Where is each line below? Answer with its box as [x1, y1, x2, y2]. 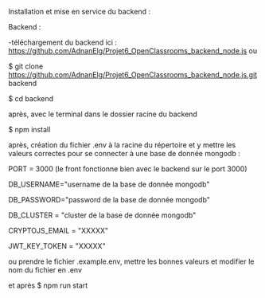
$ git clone [8, 61, 44, 71]
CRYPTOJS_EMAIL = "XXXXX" [8, 226, 109, 235]
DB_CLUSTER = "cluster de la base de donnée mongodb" [8, 210, 197, 220]
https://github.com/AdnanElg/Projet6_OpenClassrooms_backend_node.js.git [8, 70, 257, 79]
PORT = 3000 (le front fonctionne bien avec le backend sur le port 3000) [8, 164, 247, 174]
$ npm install [8, 125, 51, 134]
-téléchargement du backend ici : [8, 37, 118, 47]
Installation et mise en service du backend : [8, 7, 151, 16]
